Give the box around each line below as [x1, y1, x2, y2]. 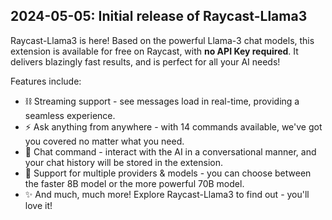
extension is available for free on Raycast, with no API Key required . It [10, 45, 299, 57]
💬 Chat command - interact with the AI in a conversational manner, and [24, 145, 317, 158]
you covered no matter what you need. [24, 135, 185, 147]
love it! [24, 199, 53, 211]
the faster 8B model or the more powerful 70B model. [24, 177, 245, 189]
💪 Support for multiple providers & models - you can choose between [24, 167, 312, 179]
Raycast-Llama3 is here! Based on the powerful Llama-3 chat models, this [10, 34, 315, 46]
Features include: [10, 75, 82, 87]
